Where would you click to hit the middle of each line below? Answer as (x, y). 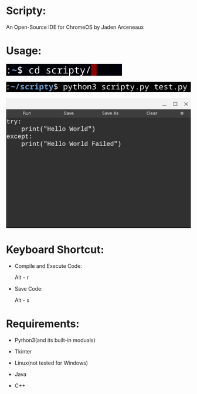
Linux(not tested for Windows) (51, 363)
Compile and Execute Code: (48, 266)
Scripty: (26, 11)
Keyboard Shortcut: (55, 249)
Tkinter (23, 351)
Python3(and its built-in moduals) (55, 340)
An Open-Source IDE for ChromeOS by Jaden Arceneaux (75, 27)
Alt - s (22, 300)
